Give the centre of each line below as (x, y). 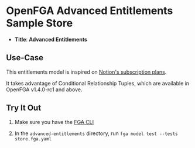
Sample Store (40, 23)
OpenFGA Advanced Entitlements (90, 11)
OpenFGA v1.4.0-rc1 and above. (45, 90)
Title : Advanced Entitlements (51, 39)
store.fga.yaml (33, 139)
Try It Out (24, 108)
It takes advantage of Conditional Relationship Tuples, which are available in (97, 83)
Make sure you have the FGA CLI (54, 122)
